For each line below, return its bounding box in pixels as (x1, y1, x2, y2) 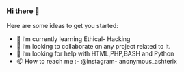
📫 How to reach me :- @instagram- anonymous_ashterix (16, 58, 177, 66)
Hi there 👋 (6, 6, 40, 16)
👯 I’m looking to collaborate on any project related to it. (16, 43, 171, 51)
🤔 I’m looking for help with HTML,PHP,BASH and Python (16, 49, 174, 58)
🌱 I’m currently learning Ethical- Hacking (16, 35, 131, 43)
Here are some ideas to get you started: (6, 22, 119, 30)
